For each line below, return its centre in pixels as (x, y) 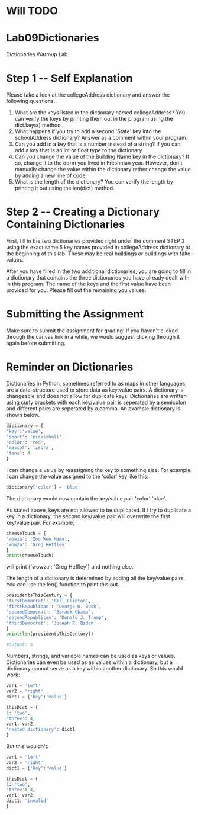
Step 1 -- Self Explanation (69, 78)
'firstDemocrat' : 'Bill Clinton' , (49, 601)
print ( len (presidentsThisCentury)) (50, 634)
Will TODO (32, 11)
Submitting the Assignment (75, 314)
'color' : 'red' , (26, 442)
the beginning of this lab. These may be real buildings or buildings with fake (98, 254)
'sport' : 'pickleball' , (35, 437)
